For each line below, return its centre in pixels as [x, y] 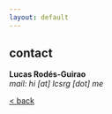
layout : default [39, 17]
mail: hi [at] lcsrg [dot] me [56, 84]
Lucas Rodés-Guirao [48, 74]
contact [31, 53]
